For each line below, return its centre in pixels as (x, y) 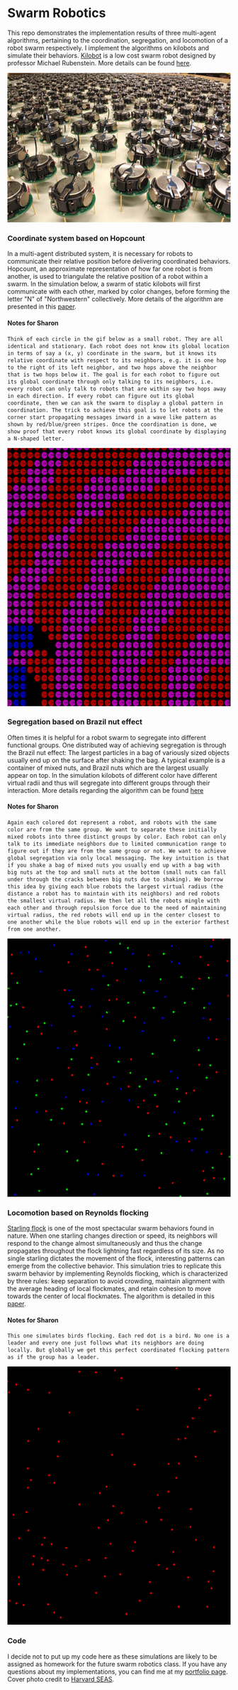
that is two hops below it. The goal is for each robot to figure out (114, 375)
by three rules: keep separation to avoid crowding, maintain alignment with (116, 1281)
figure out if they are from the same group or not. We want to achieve (117, 851)
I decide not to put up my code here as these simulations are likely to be (112, 1656)
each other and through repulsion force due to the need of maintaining (117, 908)
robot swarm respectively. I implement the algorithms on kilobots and (108, 48)
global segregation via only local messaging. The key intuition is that (119, 858)
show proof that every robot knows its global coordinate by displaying (117, 432)
